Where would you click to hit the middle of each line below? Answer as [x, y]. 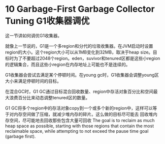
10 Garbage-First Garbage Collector [80, 9]
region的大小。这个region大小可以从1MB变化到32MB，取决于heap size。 [79, 52]
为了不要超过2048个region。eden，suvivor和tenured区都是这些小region [87, 58]
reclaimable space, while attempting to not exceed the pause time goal [77, 131]
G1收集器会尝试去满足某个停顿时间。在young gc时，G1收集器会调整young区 [82, 75]
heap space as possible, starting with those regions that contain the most [80, 126]
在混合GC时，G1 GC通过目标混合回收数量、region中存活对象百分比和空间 [79, 91]
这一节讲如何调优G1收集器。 [34, 35]
